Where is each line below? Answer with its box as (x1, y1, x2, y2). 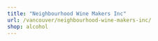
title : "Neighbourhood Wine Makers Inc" (7, 10, 127, 17)
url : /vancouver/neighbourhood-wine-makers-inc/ (7, 17, 152, 24)
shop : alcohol (7, 23, 49, 30)
